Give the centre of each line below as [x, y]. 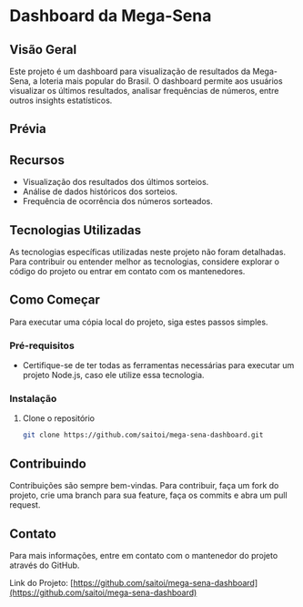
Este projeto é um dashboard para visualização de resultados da [130, 71]
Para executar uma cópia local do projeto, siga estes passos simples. [139, 322]
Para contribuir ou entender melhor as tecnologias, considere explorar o [145, 262]
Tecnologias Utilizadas [76, 230]
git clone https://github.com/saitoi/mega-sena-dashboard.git [143, 435]
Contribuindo [48, 463]
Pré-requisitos [42, 345]
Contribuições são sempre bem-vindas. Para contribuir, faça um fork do [144, 486]
